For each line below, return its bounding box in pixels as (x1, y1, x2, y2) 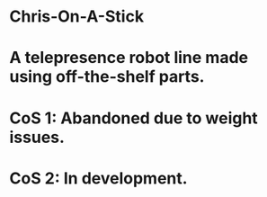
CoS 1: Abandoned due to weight (9, 108, 258, 128)
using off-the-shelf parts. (9, 67, 205, 87)
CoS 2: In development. (9, 168, 188, 188)
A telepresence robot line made (9, 48, 249, 68)
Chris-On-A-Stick (9, 6, 145, 27)
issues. (9, 127, 66, 148)
